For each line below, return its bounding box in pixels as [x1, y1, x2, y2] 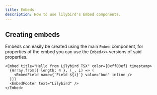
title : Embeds [5, 7, 35, 12]
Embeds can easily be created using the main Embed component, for [5, 43, 144, 50]
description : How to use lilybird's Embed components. [5, 12, 121, 17]
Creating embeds [5, 30, 60, 39]
